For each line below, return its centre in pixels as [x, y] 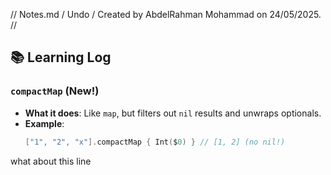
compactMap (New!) [55, 91]
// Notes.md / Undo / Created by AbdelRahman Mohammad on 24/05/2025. [166, 14]
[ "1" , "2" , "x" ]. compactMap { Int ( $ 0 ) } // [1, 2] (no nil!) [155, 142]
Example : [44, 123]
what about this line [51, 161]
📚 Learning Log [61, 57]
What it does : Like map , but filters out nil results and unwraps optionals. [173, 113]
